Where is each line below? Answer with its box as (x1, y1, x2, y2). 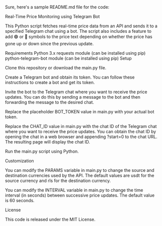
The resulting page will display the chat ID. (5, 139, 90, 144)
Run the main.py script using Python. (5, 148, 79, 154)
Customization (5, 158, 34, 164)
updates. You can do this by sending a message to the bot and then (5, 94, 141, 100)
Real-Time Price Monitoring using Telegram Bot (5, 14, 100, 19)
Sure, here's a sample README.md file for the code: (5, 4, 109, 10)
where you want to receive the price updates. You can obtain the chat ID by (5, 129, 157, 134)
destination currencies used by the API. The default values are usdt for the (5, 173, 155, 178)
